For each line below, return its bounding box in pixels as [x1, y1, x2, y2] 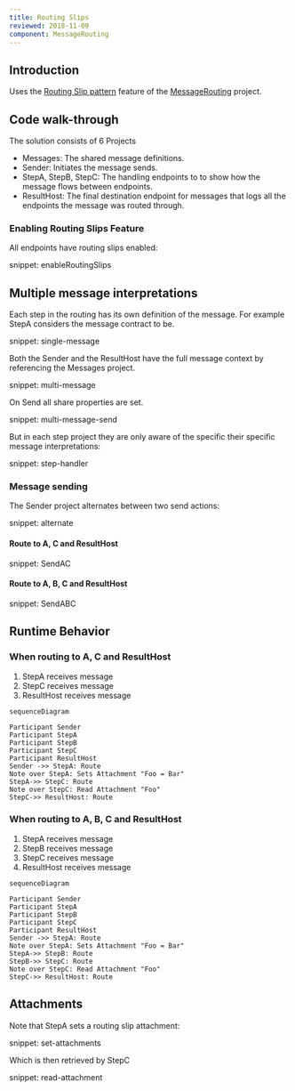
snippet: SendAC [9, 558, 71, 569]
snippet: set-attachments [9, 1038, 101, 1048]
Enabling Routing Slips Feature [9, 222, 145, 234]
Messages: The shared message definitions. [21, 153, 185, 163]
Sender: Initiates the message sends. [21, 162, 158, 173]
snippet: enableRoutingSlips [9, 260, 112, 271]
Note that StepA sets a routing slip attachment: [9, 1020, 180, 1030]
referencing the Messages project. [9, 362, 136, 374]
